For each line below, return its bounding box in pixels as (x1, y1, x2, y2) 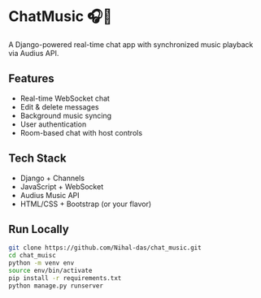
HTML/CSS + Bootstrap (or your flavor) (20, 199, 152, 209)
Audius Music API (20, 190, 80, 200)
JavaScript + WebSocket (20, 181, 104, 192)
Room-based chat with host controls (20, 127, 143, 137)
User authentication (20, 119, 87, 129)
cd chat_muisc (8, 252, 57, 260)
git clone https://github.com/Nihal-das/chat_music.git (8, 244, 202, 253)
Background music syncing (20, 110, 112, 120)
